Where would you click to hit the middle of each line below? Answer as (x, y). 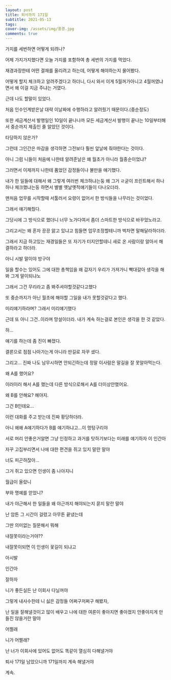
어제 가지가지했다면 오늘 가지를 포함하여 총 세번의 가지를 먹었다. (69, 60)
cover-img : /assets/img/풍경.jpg (40, 29)
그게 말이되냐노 (26, 276)
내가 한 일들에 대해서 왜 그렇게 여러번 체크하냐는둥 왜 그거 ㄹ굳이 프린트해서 (80, 181)
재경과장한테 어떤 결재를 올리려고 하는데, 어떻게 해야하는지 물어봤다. (73, 70)
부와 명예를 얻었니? (24, 493)
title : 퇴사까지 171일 (27, 15)
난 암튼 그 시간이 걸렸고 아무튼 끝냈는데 (44, 514)
